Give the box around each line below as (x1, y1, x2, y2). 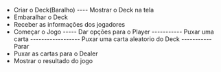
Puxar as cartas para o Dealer (13, 49, 98, 58)
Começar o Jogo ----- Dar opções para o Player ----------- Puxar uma (13, 27, 214, 36)
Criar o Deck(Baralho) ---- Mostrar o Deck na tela (13, 6, 154, 14)
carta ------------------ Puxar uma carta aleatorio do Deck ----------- (13, 35, 212, 43)
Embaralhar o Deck (13, 13, 69, 21)
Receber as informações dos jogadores (13, 21, 126, 28)
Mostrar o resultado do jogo (13, 57, 93, 64)
